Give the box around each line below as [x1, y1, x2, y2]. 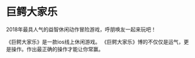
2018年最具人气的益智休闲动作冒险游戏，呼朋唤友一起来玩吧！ [6, 26, 156, 33]
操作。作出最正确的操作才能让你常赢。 [11, 45, 104, 53]
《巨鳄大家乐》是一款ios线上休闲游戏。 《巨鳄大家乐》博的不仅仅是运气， [6, 38, 184, 45]
